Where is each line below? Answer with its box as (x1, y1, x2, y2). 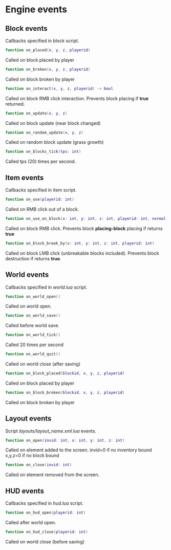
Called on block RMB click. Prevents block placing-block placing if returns (5, 225, 163, 232)
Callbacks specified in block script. (5, 37, 79, 44)
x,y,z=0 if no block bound (5, 452, 59, 459)
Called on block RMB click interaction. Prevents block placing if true (5, 95, 149, 101)
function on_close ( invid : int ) (5, 462, 72, 468)
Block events (5, 24, 48, 33)
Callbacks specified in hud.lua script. (5, 500, 83, 506)
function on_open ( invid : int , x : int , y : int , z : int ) (5, 438, 125, 443)
